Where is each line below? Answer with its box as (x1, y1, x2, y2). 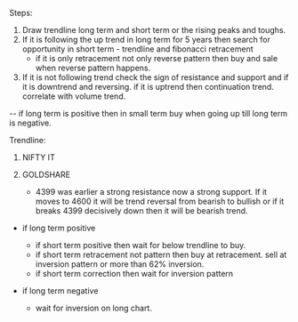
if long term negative (21, 286, 99, 296)
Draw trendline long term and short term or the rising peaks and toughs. (21, 25, 286, 35)
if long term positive (21, 222, 96, 233)
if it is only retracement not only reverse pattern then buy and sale (35, 53, 278, 63)
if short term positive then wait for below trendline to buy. (35, 240, 246, 250)
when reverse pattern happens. (35, 62, 151, 73)
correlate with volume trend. (21, 91, 126, 101)
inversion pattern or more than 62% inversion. (35, 259, 205, 270)
